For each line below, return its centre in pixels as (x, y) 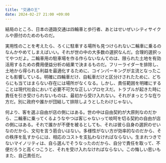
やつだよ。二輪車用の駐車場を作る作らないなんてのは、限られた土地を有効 (85, 58)
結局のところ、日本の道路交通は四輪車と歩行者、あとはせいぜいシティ (77, 29)
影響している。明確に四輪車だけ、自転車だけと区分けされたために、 (83, 77)
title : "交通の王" (23, 10)
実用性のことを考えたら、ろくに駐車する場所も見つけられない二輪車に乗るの (83, 46)
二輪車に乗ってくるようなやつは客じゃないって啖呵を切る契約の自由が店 (87, 118)
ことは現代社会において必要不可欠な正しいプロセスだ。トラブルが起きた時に (83, 89)
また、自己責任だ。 (25, 155)
